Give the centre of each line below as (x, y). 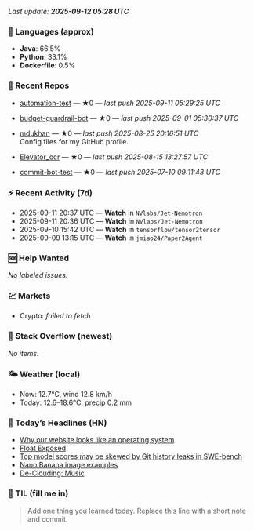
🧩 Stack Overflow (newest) (60, 336)
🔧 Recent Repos (39, 85)
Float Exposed (43, 448)
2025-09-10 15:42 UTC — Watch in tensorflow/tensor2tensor (120, 229)
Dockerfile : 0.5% (47, 65)
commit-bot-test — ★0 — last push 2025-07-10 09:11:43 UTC (120, 172)
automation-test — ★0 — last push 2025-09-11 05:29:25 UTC (120, 103)
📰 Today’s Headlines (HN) (58, 423)
